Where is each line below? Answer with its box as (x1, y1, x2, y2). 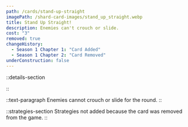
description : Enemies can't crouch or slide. (6, 25, 119, 31)
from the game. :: (6, 114, 48, 121)
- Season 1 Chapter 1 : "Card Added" (11, 47, 101, 53)
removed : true (6, 36, 41, 42)
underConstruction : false (6, 57, 69, 63)
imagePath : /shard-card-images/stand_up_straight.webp (6, 14, 143, 20)
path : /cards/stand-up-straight (6, 8, 85, 15)
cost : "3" (6, 30, 30, 36)
